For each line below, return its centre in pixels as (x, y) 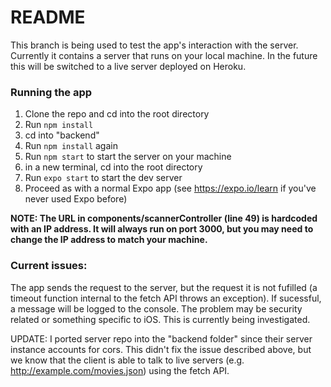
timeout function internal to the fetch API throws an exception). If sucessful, (166, 298)
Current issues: (49, 266)
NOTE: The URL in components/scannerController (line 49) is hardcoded (164, 218)
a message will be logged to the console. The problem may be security (156, 308)
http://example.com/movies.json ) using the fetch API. (120, 370)
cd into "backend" (62, 135)
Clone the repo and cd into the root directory (117, 114)
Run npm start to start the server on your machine (128, 157)
